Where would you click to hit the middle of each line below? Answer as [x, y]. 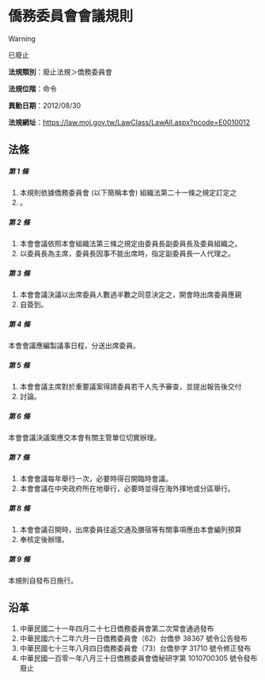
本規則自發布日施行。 [43, 581]
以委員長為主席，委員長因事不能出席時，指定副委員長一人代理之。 [127, 253]
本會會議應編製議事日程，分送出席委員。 [74, 346]
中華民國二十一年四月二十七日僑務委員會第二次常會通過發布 [117, 628]
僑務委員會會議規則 [71, 16]
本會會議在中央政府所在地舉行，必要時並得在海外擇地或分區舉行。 [127, 488]
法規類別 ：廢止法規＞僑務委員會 [60, 71]
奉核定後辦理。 [44, 540]
